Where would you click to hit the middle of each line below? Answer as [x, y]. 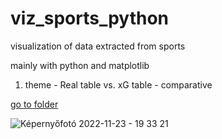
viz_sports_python [90, 18]
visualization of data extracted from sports [98, 46]
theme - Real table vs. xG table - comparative [118, 84]
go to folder [34, 104]
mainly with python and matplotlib [80, 65]
